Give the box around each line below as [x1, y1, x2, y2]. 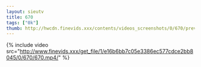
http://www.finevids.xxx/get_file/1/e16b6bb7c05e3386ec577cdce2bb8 [20, 48, 193, 55]
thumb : [6, 25, 23, 31]
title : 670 [6, 14, 33, 20]
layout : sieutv [6, 8, 44, 15]
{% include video [6, 42, 49, 49]
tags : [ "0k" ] [6, 20, 39, 25]
